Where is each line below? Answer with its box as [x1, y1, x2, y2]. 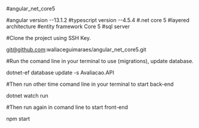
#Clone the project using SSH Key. [6, 35, 91, 41]
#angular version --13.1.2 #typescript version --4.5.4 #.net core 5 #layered [6, 17, 189, 23]
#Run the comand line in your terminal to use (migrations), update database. [6, 58, 194, 64]
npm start [6, 115, 30, 122]
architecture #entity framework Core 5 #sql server [6, 23, 130, 30]
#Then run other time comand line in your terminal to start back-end [6, 80, 174, 88]
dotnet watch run [6, 92, 49, 99]
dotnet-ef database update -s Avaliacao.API [6, 69, 115, 76]
